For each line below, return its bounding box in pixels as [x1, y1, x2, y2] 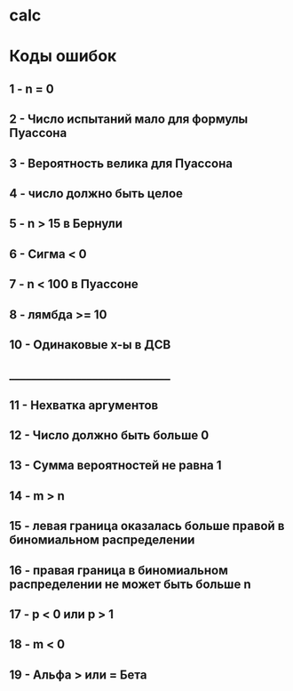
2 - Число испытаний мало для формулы [9, 112, 249, 127]
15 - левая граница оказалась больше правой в [9, 518, 285, 534]
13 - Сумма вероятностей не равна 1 [9, 458, 222, 473]
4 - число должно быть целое [9, 186, 184, 201]
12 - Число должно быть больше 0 [9, 428, 210, 443]
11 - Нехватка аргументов [9, 398, 159, 413]
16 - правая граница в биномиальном [9, 562, 228, 578]
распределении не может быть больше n [9, 576, 251, 591]
